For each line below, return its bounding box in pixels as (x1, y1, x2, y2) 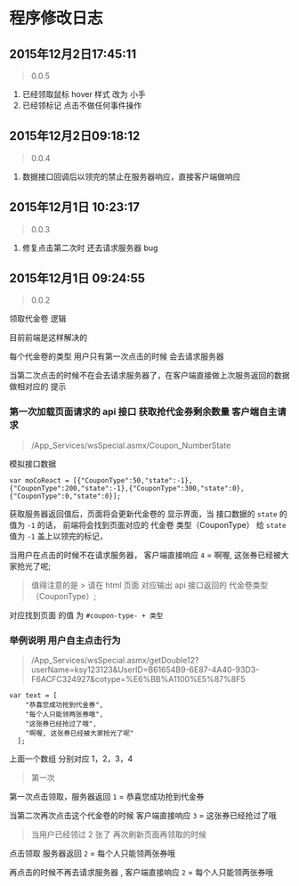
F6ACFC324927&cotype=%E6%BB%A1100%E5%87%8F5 (30, 674, 246, 685)
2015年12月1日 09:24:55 (9, 271, 145, 286)
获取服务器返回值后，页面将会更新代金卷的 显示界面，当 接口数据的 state (9, 508, 278, 519)
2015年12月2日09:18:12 (9, 128, 141, 143)
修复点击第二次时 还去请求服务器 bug (21, 242, 158, 253)
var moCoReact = (9, 476, 69, 485)
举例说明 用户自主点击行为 (9, 634, 122, 646)
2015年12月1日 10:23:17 (9, 199, 141, 215)
